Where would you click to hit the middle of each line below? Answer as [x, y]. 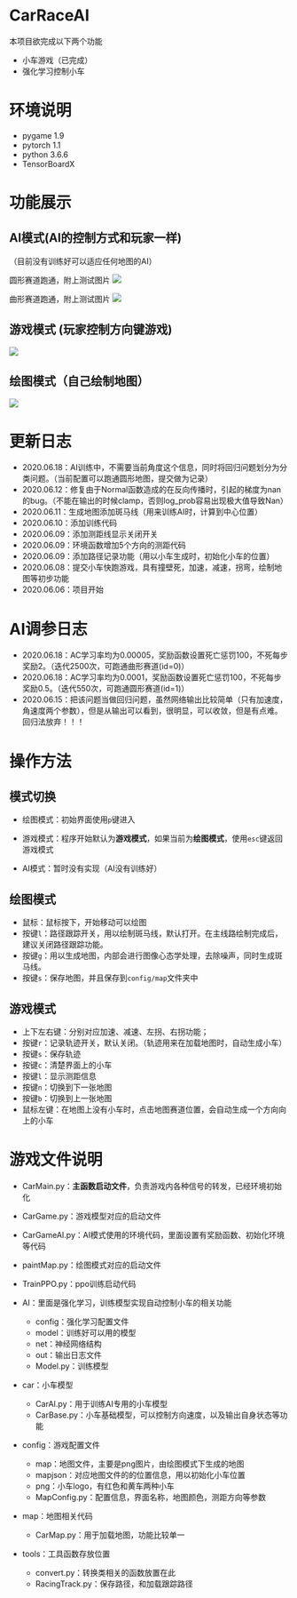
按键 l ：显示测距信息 [59, 1076]
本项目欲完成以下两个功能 [56, 41]
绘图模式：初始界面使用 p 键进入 [78, 819]
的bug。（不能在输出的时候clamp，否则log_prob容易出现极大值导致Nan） [155, 501]
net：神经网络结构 [68, 1344]
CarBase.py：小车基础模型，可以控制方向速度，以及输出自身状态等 [157, 1415]
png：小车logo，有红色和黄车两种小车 [105, 1486]
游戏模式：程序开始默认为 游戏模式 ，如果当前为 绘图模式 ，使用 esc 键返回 [152, 839]
